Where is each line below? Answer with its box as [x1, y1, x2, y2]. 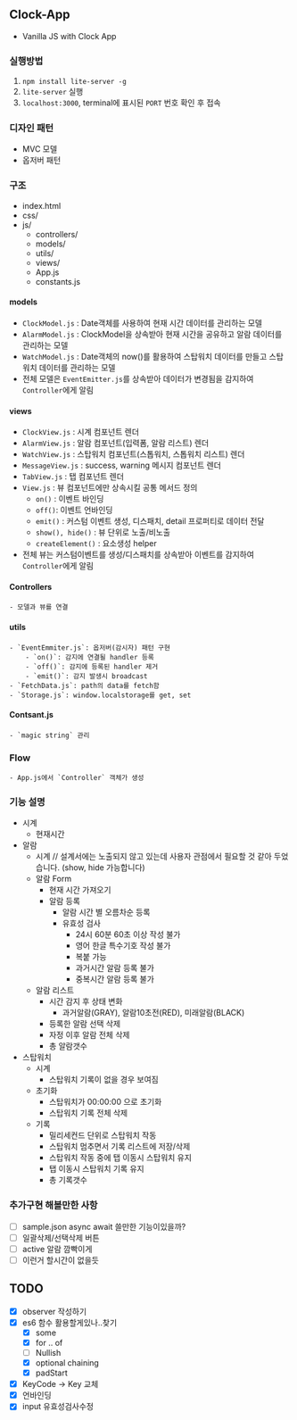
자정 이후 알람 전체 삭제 [48, 1030, 130, 1041]
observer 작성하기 [21, 1306, 87, 1316]
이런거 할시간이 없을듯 [21, 1254, 100, 1266]
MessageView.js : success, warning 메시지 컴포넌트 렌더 [21, 460, 221, 471]
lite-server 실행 [21, 87, 84, 97]
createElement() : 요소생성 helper [35, 538, 158, 549]
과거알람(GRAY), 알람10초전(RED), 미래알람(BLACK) [62, 1008, 245, 1018]
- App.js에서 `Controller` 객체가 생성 [9, 774, 144, 783]
